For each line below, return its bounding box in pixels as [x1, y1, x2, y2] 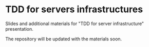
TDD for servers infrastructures [5, 4, 143, 15]
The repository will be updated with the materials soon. [5, 36, 122, 42]
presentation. [5, 26, 33, 32]
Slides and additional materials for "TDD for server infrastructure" [5, 20, 144, 27]
